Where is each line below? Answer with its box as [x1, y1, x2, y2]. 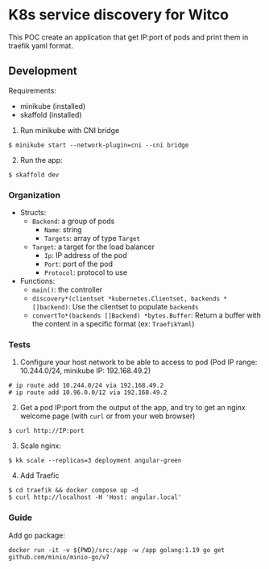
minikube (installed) [19, 101, 86, 110]
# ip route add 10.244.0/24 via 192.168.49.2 [8, 381, 163, 390]
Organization [8, 189, 60, 201]
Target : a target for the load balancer [31, 242, 155, 251]
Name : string [43, 225, 82, 235]
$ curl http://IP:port [8, 427, 85, 435]
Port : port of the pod [43, 260, 113, 269]
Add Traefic [19, 471, 60, 480]
